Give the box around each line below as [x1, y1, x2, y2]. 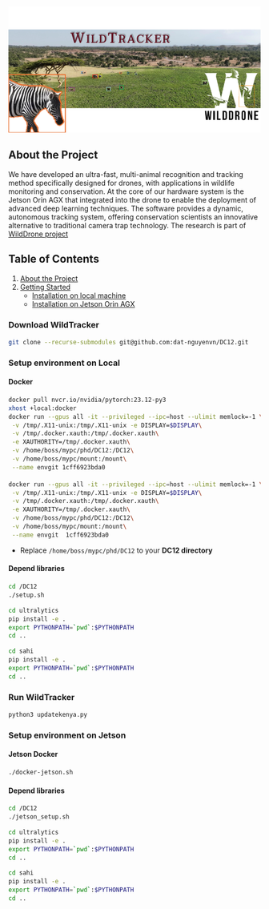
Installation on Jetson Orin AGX [31, 299, 135, 308]
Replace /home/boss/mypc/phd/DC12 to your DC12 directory [19, 545, 213, 555]
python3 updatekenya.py [8, 711, 88, 719]
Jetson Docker [8, 750, 58, 759]
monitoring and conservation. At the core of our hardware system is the [8, 187, 244, 196]
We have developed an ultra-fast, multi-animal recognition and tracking [8, 169, 244, 179]
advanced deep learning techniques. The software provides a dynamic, [8, 203, 244, 213]
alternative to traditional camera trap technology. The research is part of [8, 220, 247, 230]
